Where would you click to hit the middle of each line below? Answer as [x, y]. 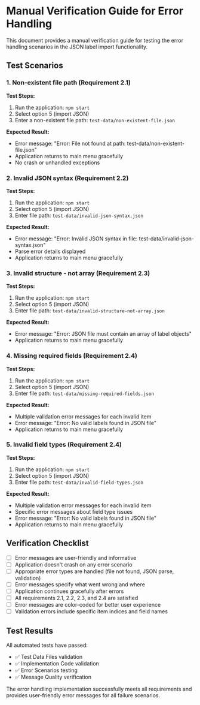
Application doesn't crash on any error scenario [73, 564]
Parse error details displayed [50, 251]
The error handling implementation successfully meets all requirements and [99, 689]
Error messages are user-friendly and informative [76, 558]
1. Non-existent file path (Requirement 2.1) [69, 83]
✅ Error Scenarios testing [46, 670]
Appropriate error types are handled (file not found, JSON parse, [94, 571]
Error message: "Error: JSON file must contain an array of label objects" [103, 334]
